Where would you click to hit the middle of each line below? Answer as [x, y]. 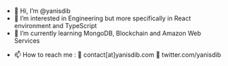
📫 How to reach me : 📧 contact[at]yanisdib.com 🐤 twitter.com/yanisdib [118, 55]
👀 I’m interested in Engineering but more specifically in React [102, 18]
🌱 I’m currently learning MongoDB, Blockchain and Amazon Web [107, 33]
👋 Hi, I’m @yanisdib [42, 11]
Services [27, 41]
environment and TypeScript [55, 26]
